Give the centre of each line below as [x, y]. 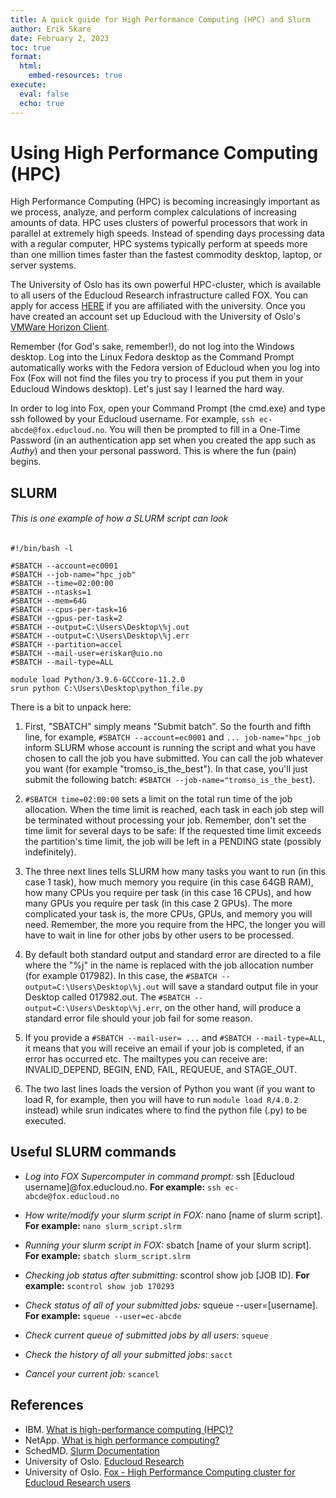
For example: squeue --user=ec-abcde [103, 1315]
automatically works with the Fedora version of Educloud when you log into [165, 368]
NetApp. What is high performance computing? [122, 1440]
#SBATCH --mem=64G [48, 601]
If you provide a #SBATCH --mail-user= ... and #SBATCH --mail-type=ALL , [175, 1038]
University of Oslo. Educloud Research [104, 1461]
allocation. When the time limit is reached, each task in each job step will [174, 810]
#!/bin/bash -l [42, 549]
